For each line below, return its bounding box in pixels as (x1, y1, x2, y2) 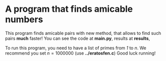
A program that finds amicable (5, 3, 133, 15)
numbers (5, 14, 43, 25)
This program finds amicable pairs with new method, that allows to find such (5, 30, 162, 36)
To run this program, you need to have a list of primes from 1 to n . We (5, 45, 147, 51)
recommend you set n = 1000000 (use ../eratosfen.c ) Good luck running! (5, 50, 156, 56)
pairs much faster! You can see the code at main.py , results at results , (5, 35, 150, 41)
